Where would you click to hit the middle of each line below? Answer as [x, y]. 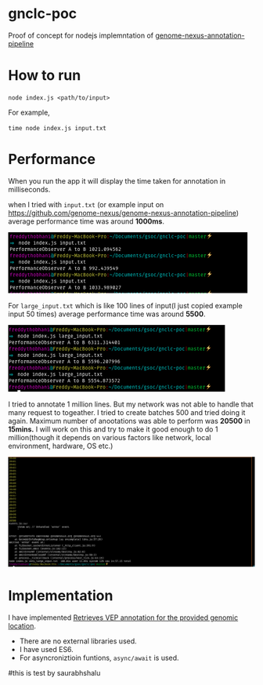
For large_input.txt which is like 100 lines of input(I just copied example [125, 305]
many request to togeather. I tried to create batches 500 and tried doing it [127, 412]
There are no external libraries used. [78, 641]
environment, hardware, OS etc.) [61, 446]
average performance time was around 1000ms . [86, 221]
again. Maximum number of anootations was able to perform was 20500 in [129, 421]
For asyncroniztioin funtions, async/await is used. [99, 658]
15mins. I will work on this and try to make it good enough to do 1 [113, 429]
